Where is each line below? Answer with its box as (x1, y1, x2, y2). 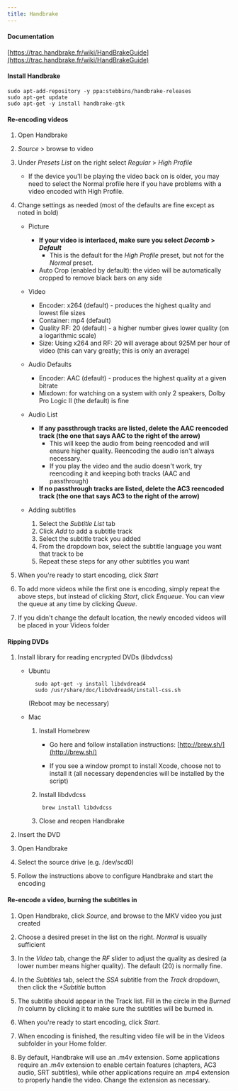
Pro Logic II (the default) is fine (38, 397, 130, 405)
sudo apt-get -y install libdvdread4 (34, 681, 147, 688)
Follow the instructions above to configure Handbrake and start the (17, 872, 214, 880)
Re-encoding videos (7, 115, 69, 124)
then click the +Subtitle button (17, 982, 106, 991)
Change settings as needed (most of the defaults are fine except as (17, 201, 215, 209)
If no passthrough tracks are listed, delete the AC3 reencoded (38, 484, 225, 493)
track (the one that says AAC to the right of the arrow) (38, 432, 200, 440)
